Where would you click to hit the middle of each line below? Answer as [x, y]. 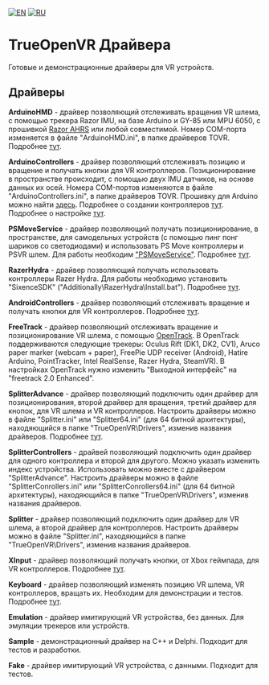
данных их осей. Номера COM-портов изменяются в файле [111, 187]
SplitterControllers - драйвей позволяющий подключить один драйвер [130, 452]
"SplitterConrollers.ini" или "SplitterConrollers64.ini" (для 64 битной [122, 486]
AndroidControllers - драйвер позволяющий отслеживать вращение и [129, 303]
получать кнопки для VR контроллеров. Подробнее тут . [104, 311]
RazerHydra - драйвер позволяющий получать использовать [113, 270]
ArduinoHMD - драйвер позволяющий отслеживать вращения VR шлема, [134, 112]
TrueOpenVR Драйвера [90, 45]
